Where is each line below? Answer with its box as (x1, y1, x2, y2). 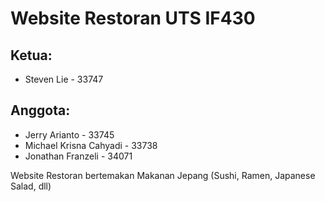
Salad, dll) (10, 180, 52, 192)
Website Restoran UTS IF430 (10, 7, 256, 30)
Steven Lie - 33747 (24, 73, 104, 85)
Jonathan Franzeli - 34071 (24, 150, 133, 162)
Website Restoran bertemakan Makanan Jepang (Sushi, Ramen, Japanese (10, 169, 316, 181)
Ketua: (10, 47, 53, 64)
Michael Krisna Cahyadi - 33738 (24, 139, 158, 151)
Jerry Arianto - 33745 (24, 128, 115, 141)
